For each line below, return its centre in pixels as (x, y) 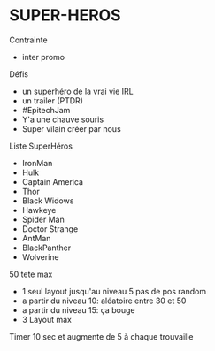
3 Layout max (47, 319)
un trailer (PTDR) (53, 100)
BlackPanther (46, 248)
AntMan (36, 238)
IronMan (37, 163)
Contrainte (28, 40)
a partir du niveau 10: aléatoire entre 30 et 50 (104, 301)
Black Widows (48, 201)
